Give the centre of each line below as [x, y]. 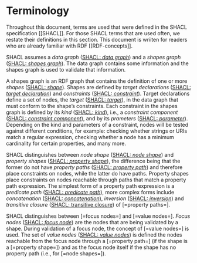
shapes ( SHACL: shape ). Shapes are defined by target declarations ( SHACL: [98, 87]
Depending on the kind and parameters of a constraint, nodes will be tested [97, 124]
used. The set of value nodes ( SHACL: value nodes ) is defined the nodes [94, 235]
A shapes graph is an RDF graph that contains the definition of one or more [97, 81]
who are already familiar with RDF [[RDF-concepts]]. [69, 46]
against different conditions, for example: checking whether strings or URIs [97, 131]
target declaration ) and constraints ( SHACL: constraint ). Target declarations [98, 93]
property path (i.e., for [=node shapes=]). [56, 253]
